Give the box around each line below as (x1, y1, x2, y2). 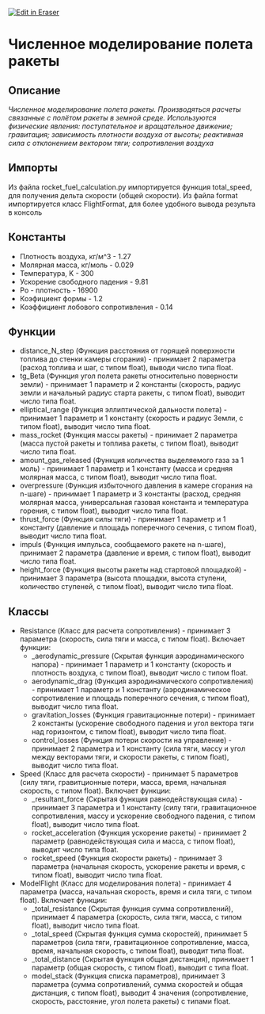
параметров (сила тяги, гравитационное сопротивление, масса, (31, 938, 251, 947)
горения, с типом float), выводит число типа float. (19, 506, 188, 515)
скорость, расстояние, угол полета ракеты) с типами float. (31, 997, 231, 1006)
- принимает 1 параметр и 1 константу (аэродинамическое (31, 685, 232, 694)
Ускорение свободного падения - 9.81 (19, 277, 149, 286)
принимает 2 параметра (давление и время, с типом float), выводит (19, 548, 252, 558)
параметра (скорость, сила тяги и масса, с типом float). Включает (19, 634, 245, 644)
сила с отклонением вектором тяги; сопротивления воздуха (8, 139, 214, 147)
